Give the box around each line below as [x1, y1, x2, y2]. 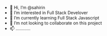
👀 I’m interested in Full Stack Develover [9, 10, 89, 16]
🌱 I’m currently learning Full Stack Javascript [9, 15, 100, 20]
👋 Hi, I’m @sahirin [9, 5, 45, 10]
